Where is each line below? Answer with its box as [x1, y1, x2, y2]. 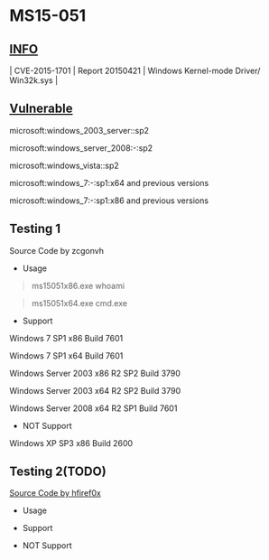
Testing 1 [9, 221, 61, 237]
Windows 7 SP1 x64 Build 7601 [9, 350, 124, 361]
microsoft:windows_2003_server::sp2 [9, 125, 150, 135]
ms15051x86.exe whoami [31, 280, 125, 291]
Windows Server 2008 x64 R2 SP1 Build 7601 [9, 403, 178, 414]
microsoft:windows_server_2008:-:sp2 [9, 142, 153, 154]
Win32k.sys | [9, 75, 59, 86]
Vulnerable [9, 101, 73, 117]
